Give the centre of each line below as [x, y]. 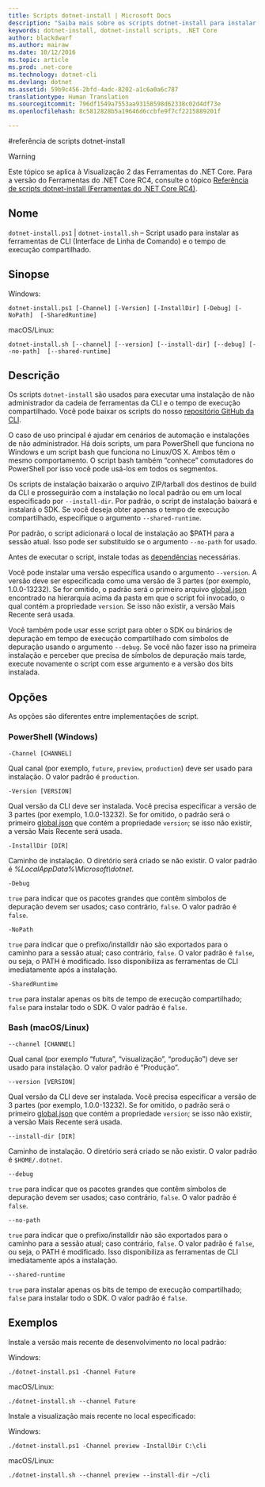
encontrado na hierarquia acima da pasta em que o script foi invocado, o [127, 598]
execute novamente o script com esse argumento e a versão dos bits [121, 664]
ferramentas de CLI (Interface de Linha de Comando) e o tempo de [117, 241]
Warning [22, 156]
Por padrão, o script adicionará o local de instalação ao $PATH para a [121, 533]
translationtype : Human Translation [68, 97]
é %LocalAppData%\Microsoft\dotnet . [71, 869]
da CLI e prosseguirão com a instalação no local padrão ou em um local [125, 493]
